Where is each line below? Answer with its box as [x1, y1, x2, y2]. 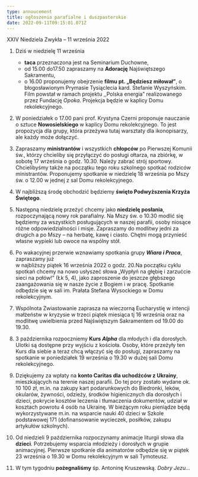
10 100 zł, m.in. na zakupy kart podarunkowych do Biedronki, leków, [15, 384, 181, 392]
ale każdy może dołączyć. [15, 134, 79, 141]
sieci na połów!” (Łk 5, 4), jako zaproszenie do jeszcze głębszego [15, 274, 175, 282]
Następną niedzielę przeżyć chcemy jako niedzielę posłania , [15, 206, 165, 213]
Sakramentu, [24, 72, 56, 79]
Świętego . [15, 194, 41, 202]
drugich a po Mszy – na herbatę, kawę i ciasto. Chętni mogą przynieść [15, 231, 187, 238]
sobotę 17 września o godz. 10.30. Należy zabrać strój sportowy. [15, 158, 173, 165]
